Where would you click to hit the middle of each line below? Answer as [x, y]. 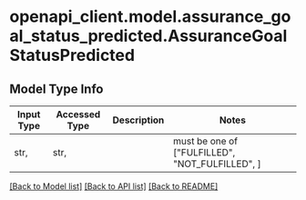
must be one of [205, 141]
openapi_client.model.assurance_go [150, 17]
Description [138, 120]
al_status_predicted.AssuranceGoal [148, 36]
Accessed [78, 114]
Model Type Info [56, 89]
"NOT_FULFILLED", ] [217, 164]
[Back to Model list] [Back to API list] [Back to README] [114, 186]
